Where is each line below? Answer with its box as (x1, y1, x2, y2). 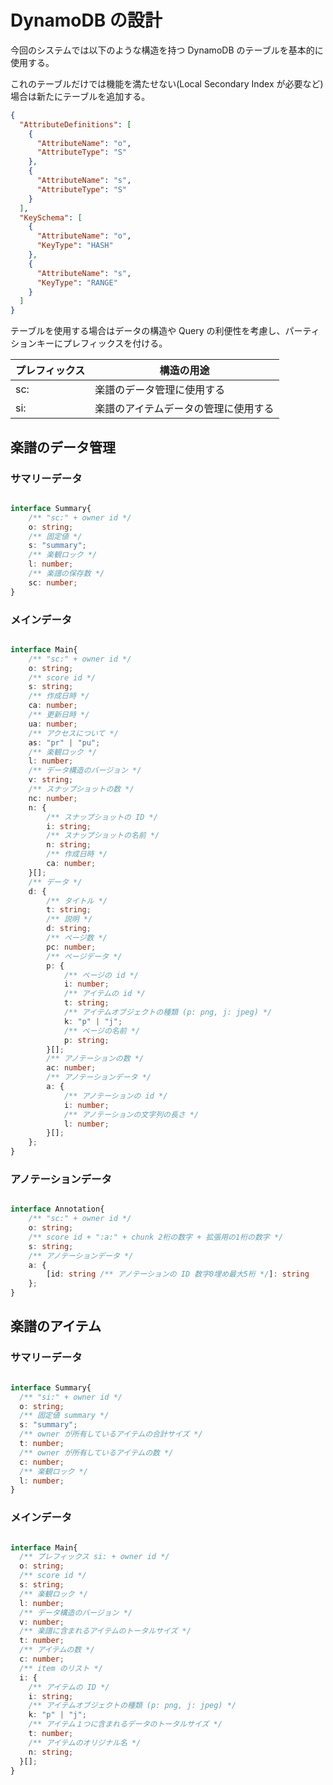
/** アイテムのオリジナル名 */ (28, 1737, 142, 1748)
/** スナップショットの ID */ (46, 812, 158, 822)
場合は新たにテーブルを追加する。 (10, 90, 151, 102)
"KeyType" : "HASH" (36, 241, 114, 251)
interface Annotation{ (10, 1204, 105, 1215)
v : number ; (19, 1617, 65, 1627)
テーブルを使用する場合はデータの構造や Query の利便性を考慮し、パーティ (10, 325, 320, 337)
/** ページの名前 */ (63, 1026, 141, 1036)
